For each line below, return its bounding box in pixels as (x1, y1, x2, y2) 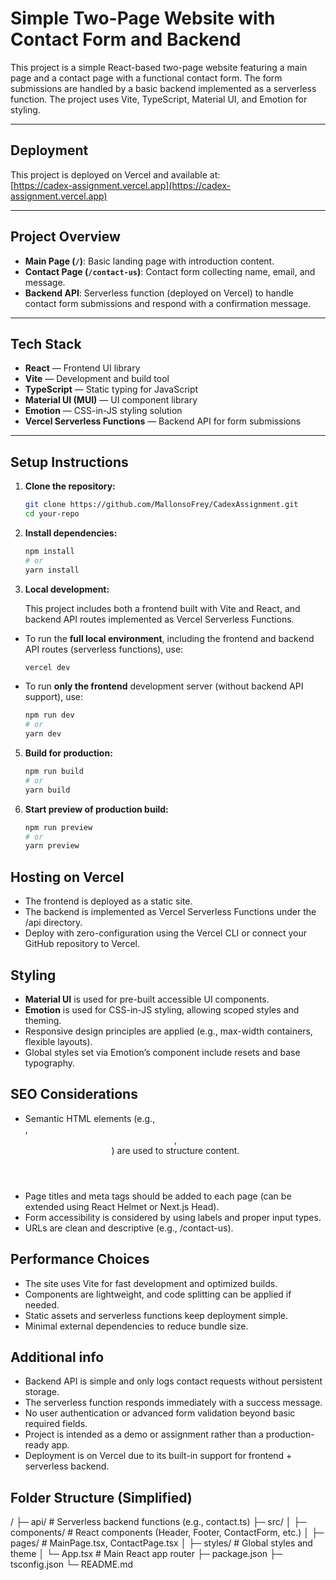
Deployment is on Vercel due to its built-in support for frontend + (24, 1450, 293, 1462)
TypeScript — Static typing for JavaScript (24, 383, 199, 396)
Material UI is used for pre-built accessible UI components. (24, 993, 270, 1005)
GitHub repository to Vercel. (24, 938, 140, 950)
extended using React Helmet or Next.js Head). (24, 1200, 220, 1212)
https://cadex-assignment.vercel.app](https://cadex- (13, 179, 232, 191)
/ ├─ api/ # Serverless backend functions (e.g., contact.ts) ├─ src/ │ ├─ (10, 1516, 307, 1528)
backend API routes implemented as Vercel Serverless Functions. (24, 613, 295, 625)
